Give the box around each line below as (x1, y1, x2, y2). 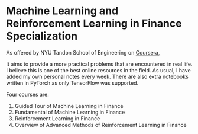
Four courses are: (6, 91, 49, 98)
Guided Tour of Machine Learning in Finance (14, 102, 124, 109)
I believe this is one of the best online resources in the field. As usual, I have (6, 66, 191, 74)
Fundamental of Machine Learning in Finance (14, 109, 125, 116)
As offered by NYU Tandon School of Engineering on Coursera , (6, 49, 160, 56)
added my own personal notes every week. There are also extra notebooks (6, 73, 189, 80)
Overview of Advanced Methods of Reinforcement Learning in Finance (14, 121, 187, 128)
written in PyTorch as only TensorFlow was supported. (6, 79, 139, 87)
